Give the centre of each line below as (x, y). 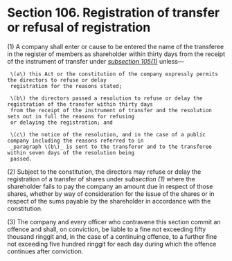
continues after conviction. (45, 251)
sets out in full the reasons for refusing (71, 116)
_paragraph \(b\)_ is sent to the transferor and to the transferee (111, 147)
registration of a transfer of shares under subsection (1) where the (101, 179)
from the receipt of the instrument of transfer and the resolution (111, 110)
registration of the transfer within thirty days (80, 104)
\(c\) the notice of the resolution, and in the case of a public (108, 134)
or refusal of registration (79, 27)
